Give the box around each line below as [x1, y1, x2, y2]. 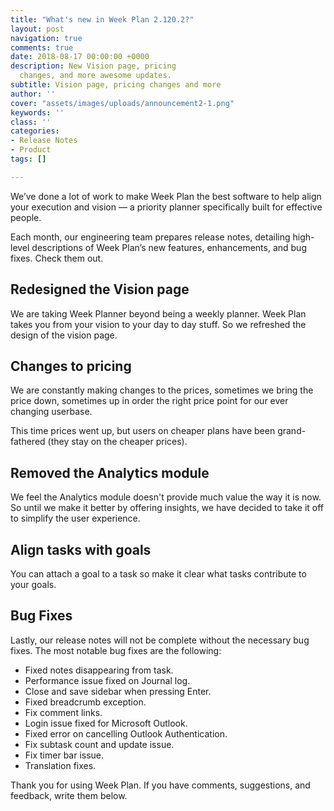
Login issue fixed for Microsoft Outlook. [24, 717, 188, 729]
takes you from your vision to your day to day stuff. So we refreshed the [10, 318, 307, 330]
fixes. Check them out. [10, 252, 104, 264]
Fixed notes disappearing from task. [24, 664, 174, 676]
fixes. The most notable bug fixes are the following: [10, 644, 222, 656]
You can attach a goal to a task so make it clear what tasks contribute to [10, 568, 307, 580]
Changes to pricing [10, 357, 132, 375]
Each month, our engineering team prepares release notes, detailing [10, 231, 291, 243]
